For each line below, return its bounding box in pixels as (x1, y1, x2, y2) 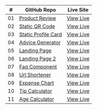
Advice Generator (19, 39, 61, 46)
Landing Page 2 (19, 55, 56, 62)
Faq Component (19, 63, 57, 70)
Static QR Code (19, 23, 55, 29)
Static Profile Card (19, 31, 62, 38)
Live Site (67, 6, 89, 13)
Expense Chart (19, 80, 54, 86)
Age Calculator (19, 96, 54, 103)
